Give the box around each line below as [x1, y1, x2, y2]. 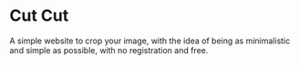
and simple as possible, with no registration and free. [9, 44, 209, 55]
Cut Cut [9, 5, 69, 26]
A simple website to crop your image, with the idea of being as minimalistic [9, 35, 291, 46]
